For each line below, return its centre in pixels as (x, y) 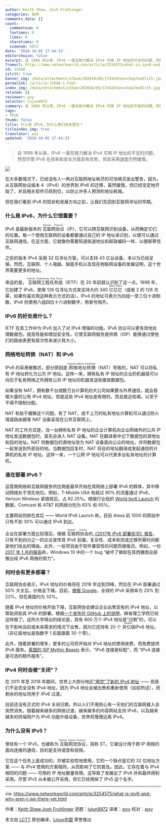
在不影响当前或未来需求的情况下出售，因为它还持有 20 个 (63, 627)
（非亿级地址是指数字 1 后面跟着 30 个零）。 (49, 633)
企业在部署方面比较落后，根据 (35, 534)
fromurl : (14, 65)
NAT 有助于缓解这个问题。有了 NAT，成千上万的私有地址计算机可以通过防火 (82, 413)
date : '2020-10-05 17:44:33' (35, 51)
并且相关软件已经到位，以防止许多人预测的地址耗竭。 (72, 191)
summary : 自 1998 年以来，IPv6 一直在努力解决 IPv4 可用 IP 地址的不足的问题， (81, 106)
